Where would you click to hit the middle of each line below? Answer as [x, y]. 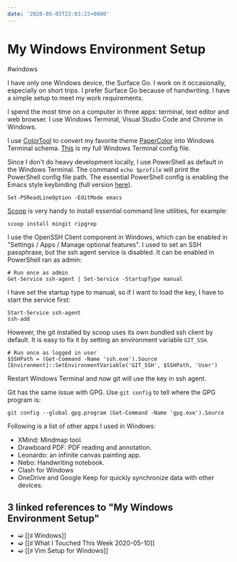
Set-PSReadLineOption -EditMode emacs [65, 197]
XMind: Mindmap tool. [50, 440]
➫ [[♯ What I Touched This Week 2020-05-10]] [86, 543]
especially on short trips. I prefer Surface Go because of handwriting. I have [118, 90]
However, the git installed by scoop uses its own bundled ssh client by [110, 332]
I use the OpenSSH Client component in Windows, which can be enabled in [117, 237]
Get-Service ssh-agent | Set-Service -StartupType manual [95, 279]
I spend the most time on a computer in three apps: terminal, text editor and [118, 112]
